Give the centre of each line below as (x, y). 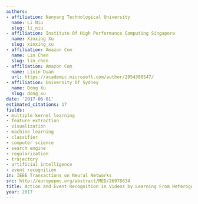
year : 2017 (19, 192)
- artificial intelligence (39, 165)
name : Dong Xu (29, 88)
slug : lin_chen (30, 61)
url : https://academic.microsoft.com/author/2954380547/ (83, 77)
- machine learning (30, 132)
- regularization (27, 153)
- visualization (26, 126)
